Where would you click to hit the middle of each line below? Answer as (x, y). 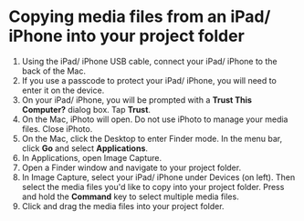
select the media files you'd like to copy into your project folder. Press (153, 186)
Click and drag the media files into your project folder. (123, 206)
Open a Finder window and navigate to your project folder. (131, 167)
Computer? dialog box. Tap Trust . (86, 109)
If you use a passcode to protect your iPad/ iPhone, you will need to (149, 80)
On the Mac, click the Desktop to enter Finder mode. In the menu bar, (152, 138)
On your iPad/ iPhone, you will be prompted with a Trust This (137, 100)
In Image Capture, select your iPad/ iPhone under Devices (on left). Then (158, 177)
